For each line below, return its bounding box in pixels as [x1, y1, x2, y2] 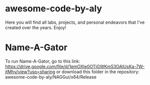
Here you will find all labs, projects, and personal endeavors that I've [5, 19, 145, 25]
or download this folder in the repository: [56, 69, 140, 75]
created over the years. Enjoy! [5, 24, 66, 30]
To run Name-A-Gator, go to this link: [5, 58, 81, 64]
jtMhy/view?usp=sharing [5, 69, 55, 75]
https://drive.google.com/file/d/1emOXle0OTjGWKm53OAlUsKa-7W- [5, 63, 145, 69]
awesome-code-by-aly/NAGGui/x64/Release [5, 74, 97, 80]
